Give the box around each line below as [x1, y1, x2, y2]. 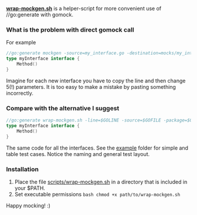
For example [6, 39, 36, 46]
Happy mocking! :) [6, 202, 51, 209]
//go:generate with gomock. [6, 11, 73, 18]
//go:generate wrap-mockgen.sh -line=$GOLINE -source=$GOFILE [6, 117, 161, 123]
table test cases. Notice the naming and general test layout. [6, 150, 150, 157]
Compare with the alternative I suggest [6, 104, 120, 112]
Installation [6, 165, 39, 173]
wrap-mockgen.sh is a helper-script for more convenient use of [6, 5, 162, 12]
